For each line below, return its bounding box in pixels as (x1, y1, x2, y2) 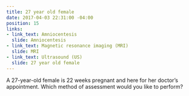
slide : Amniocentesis (12, 37, 67, 43)
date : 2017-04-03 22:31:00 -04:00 (6, 15, 94, 21)
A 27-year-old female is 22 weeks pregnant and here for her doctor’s (6, 77, 179, 84)
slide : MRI (12, 49, 39, 55)
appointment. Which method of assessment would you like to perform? (6, 83, 184, 90)
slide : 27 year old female (12, 60, 80, 66)
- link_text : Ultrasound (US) (6, 54, 83, 60)
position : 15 (6, 20, 39, 26)
